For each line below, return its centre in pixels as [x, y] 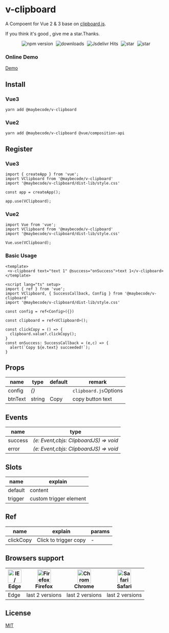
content [39, 490]
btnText [17, 399]
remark [98, 382]
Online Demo [22, 57]
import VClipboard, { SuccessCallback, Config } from [64, 293]
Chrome [84, 586]
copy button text [92, 399]
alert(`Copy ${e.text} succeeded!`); [50, 347]
